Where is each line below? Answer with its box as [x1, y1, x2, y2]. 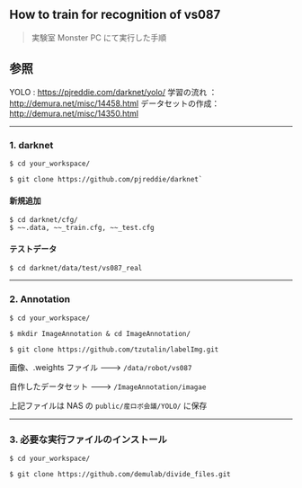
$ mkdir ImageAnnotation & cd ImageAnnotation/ [9, 329, 191, 338]
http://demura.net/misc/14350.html [9, 108, 139, 119]
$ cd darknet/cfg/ [9, 216, 78, 225]
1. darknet [9, 138, 54, 151]
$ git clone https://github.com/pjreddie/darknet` [9, 174, 203, 183]
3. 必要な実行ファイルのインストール [9, 433, 168, 446]
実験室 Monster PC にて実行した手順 [31, 31, 167, 43]
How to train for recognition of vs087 [9, 7, 221, 22]
